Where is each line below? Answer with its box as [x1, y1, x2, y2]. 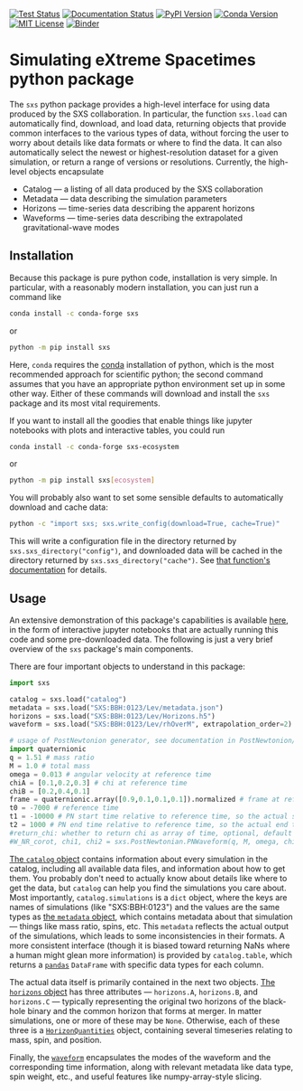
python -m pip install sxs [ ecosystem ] [9, 475, 155, 485]
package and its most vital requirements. [9, 398, 161, 409]
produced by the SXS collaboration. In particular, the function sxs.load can [9, 108, 288, 119]
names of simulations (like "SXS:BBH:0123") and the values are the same [9, 901, 280, 912]
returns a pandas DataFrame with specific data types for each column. [9, 959, 264, 970]
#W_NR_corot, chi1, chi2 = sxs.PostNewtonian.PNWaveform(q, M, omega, [9, 837, 280, 846]
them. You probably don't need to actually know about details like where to [9, 872, 288, 883]
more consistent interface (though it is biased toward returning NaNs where [9, 940, 290, 951]
